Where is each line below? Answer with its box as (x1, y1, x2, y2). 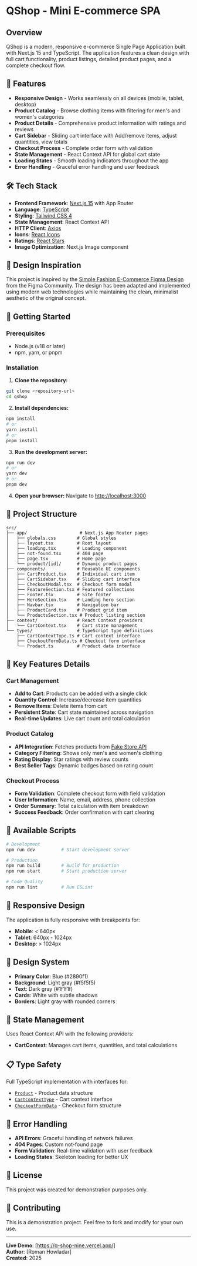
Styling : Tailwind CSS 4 (14, 212, 72, 219)
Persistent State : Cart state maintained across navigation (14, 709, 154, 716)
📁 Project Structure (6, 509, 77, 519)
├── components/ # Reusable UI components (6, 566, 141, 572)
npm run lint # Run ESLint (6, 884, 93, 890)
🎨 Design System (6, 957, 70, 967)
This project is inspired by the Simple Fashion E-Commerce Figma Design (6, 276, 184, 283)
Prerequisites (6, 329, 45, 338)
